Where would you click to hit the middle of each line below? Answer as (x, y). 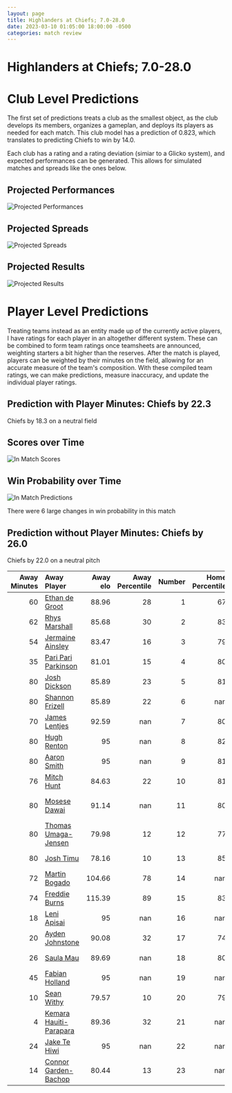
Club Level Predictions (73, 99)
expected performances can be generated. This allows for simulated (105, 161)
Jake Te (57, 1042)
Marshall (59, 626)
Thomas (58, 825)
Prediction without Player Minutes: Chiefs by (105, 533)
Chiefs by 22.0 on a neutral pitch (54, 560)
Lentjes (57, 726)
